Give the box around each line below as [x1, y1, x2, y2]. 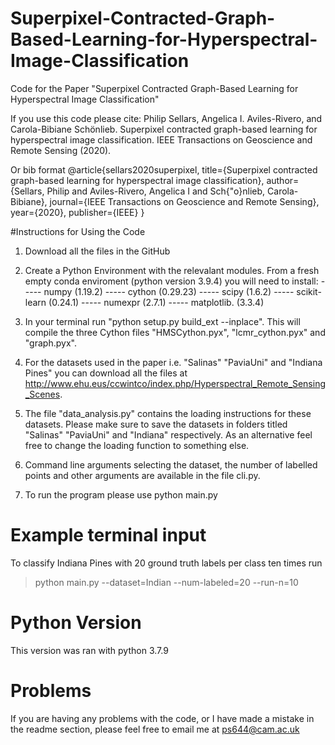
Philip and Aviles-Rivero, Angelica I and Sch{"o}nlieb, [46, 185, 266, 197]
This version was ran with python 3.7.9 [10, 644, 169, 656]
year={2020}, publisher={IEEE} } [10, 206, 145, 218]
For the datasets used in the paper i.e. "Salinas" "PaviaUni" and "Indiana [24, 356, 323, 368]
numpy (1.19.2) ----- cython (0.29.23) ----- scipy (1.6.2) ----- [43, 285, 295, 297]
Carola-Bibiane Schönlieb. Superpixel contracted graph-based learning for [10, 123, 318, 135]
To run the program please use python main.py [24, 488, 218, 501]
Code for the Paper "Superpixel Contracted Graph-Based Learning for [10, 82, 299, 94]
